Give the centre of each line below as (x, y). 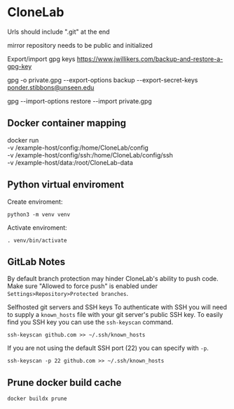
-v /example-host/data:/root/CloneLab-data (70, 162)
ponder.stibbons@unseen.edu (51, 87)
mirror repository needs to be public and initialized (80, 45)
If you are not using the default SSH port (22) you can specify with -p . (108, 348)
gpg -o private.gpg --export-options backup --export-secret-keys (103, 80)
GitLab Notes (36, 262)
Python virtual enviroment (66, 184)
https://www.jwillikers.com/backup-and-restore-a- (150, 59)
